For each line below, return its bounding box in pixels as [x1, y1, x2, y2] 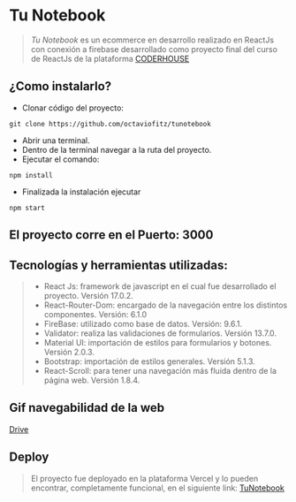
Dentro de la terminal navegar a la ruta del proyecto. [21, 144, 212, 155]
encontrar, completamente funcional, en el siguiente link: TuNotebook [30, 483, 285, 493]
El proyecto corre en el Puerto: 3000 [9, 227, 214, 243]
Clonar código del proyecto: [21, 103, 124, 113]
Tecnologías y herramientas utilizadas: [9, 257, 228, 272]
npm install [9, 171, 53, 179]
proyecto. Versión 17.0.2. [43, 290, 134, 300]
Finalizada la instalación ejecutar [21, 186, 141, 197]
